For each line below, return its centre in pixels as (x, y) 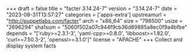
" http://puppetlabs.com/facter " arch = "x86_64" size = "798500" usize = (94, 21)
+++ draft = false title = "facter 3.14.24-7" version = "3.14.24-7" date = (91, 8)
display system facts (31, 46)
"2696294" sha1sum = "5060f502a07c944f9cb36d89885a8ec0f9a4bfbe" (97, 27)
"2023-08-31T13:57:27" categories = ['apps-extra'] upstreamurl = (86, 15)
